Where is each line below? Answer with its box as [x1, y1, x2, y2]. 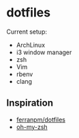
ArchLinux [16, 41, 46, 49]
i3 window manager [16, 48, 72, 56]
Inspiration [6, 97, 54, 109]
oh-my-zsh [16, 122, 48, 131]
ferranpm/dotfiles [16, 115, 66, 124]
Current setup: [6, 27, 47, 36]
